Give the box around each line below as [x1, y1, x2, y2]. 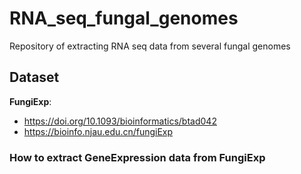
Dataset [9, 69, 60, 86]
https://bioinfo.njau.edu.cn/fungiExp [23, 125, 174, 137]
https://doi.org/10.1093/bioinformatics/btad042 [23, 115, 217, 127]
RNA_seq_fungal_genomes [9, 7, 239, 30]
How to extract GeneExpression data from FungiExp [9, 150, 266, 164]
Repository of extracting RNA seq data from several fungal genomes [9, 40, 291, 52]
